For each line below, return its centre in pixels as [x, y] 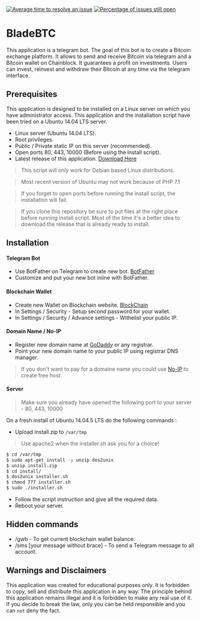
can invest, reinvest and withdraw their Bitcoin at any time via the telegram [98, 69]
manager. [27, 357]
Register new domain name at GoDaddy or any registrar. [84, 344]
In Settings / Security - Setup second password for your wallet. [93, 311]
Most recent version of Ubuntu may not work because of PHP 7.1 [100, 182]
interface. [18, 75]
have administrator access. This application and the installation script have [98, 115]
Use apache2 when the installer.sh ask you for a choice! [90, 443]
